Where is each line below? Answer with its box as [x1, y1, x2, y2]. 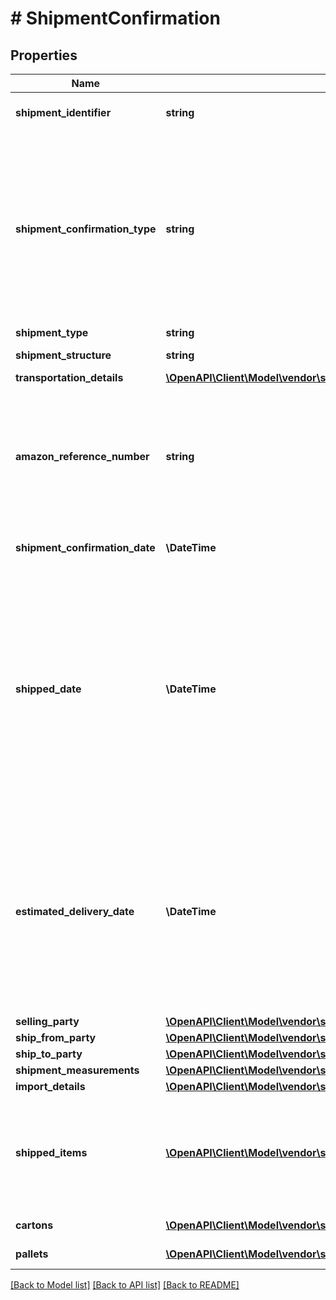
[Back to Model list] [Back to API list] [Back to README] [10, 1279, 240, 1291]
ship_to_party [15, 1047, 83, 1061]
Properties [10, 47, 78, 64]
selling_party [15, 1015, 80, 1028]
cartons [15, 1218, 54, 1232]
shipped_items [15, 1146, 88, 1159]
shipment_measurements [15, 1063, 140, 1077]
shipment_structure [15, 348, 112, 362]
